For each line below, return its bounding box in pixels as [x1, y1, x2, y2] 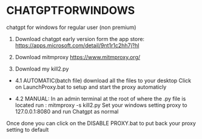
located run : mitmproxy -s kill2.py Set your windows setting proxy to [15, 101, 187, 109]
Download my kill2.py [15, 65, 69, 73]
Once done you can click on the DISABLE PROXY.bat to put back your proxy [6, 119, 196, 127]
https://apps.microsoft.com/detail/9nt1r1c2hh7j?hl [15, 42, 140, 49]
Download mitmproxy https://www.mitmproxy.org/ [15, 53, 141, 60]
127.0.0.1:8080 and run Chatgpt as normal [15, 108, 119, 115]
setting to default [6, 126, 49, 133]
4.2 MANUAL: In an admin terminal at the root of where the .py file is [15, 95, 186, 102]
